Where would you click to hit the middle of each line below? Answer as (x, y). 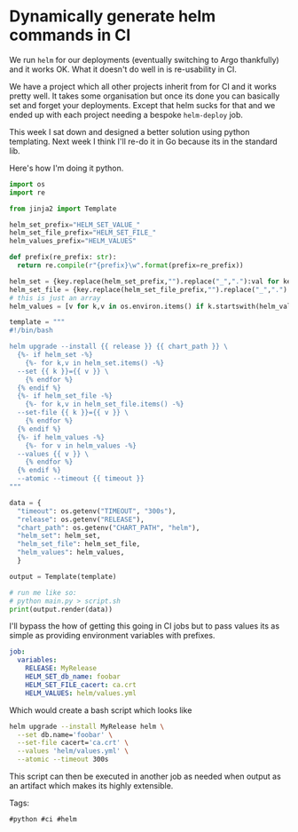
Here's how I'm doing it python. (67, 168)
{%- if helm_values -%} (61, 437)
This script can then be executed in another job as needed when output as (145, 777)
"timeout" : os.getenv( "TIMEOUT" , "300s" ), (97, 511)
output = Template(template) (63, 576)
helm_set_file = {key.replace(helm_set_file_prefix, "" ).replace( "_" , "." (146, 289)
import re (27, 193)
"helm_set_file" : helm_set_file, (79, 544)
